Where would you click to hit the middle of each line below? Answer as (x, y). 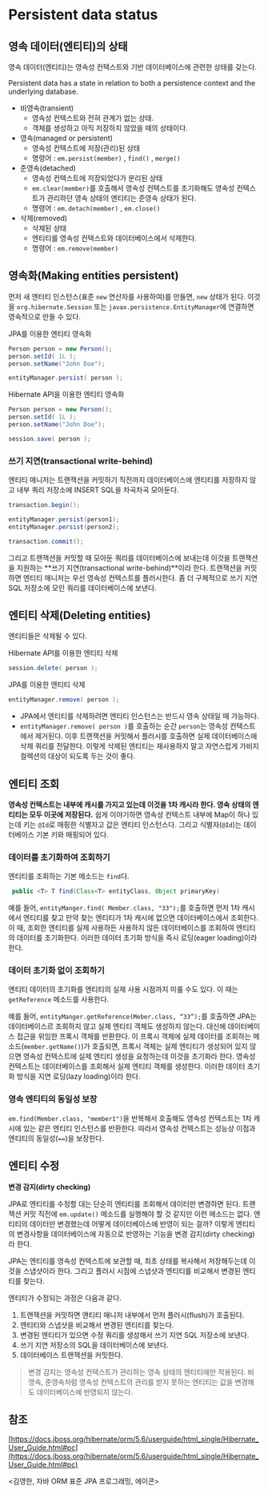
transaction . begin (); (44, 505)
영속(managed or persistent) (66, 138)
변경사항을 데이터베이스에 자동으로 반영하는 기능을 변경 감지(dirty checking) (136, 1234)
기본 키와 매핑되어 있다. (72, 834)
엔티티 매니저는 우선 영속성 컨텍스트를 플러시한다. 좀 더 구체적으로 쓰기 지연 (140, 577)
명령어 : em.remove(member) (75, 248)
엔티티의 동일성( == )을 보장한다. (56, 1138)
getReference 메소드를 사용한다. (59, 999)
